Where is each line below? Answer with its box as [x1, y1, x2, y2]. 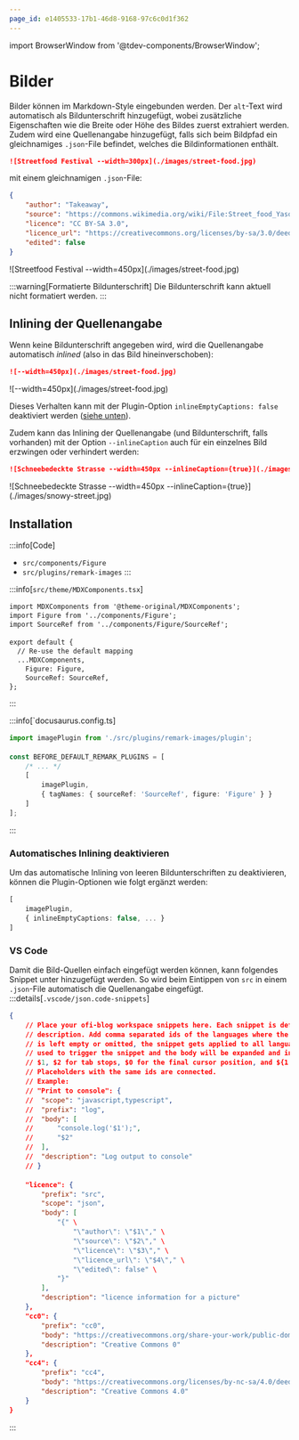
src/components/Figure [21, 558, 107, 567]
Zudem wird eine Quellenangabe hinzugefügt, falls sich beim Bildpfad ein [9, 129, 278, 140]
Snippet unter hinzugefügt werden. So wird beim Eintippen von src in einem [9, 973, 287, 984]
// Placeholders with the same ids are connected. [25, 1068, 217, 1077]
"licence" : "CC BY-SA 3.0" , [25, 219, 129, 229]
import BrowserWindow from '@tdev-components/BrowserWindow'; [9, 40, 260, 51]
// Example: [25, 1078, 69, 1086]
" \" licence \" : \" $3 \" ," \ [72, 1246, 169, 1255]
